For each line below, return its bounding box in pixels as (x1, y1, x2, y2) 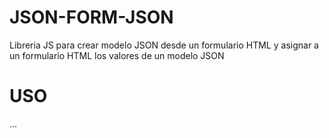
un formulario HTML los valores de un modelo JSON (9, 49, 225, 61)
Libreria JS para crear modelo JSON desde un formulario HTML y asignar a (9, 39, 319, 51)
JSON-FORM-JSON (9, 6, 174, 29)
